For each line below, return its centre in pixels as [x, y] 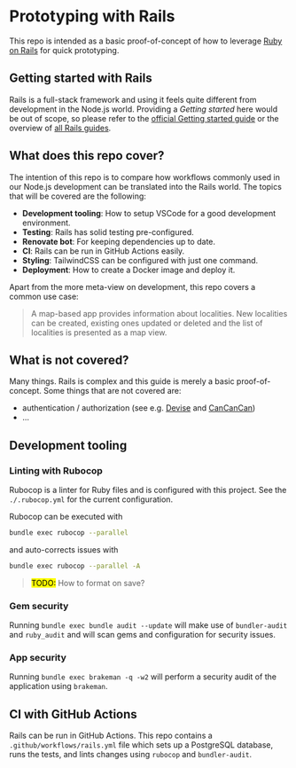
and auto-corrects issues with [64, 549]
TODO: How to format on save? [88, 583]
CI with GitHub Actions [73, 714]
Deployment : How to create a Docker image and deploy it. [129, 270]
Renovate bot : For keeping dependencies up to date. [118, 241]
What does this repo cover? [87, 156]
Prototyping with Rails [92, 16]
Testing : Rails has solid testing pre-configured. [108, 231]
